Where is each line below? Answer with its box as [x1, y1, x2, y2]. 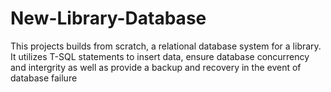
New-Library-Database [10, 7, 207, 30]
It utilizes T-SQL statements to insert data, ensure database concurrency [10, 50, 310, 62]
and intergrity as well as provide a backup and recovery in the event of [10, 61, 302, 73]
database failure [10, 72, 78, 84]
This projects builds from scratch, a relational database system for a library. [10, 40, 322, 52]
